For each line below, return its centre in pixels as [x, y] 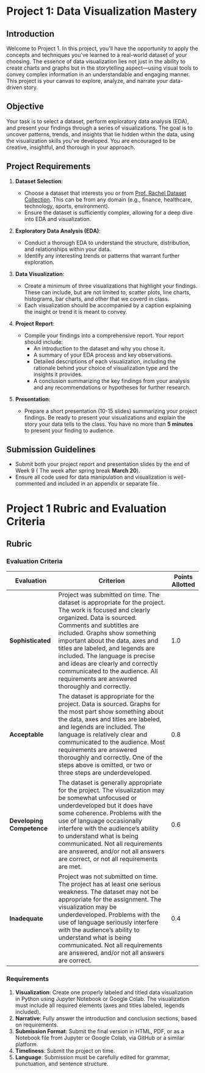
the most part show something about [111, 711]
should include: [43, 342]
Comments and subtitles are [99, 625]
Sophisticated [30, 641]
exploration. [39, 262]
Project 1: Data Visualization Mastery [102, 11]
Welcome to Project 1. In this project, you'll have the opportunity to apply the [102, 48]
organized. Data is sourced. [98, 618]
